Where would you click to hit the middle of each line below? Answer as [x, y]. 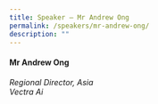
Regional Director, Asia [51, 82]
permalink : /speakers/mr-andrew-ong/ [79, 26]
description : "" [39, 34]
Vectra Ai [26, 92]
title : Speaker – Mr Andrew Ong [69, 17]
